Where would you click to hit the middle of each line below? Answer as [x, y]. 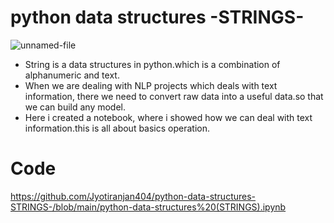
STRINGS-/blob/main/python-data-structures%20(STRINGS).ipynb [148, 207]
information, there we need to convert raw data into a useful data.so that [174, 96]
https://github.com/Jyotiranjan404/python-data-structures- [133, 196]
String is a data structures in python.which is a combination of [152, 64]
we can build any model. [75, 107]
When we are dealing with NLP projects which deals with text [151, 85]
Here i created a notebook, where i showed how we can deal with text [168, 117]
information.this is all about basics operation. [117, 128]
